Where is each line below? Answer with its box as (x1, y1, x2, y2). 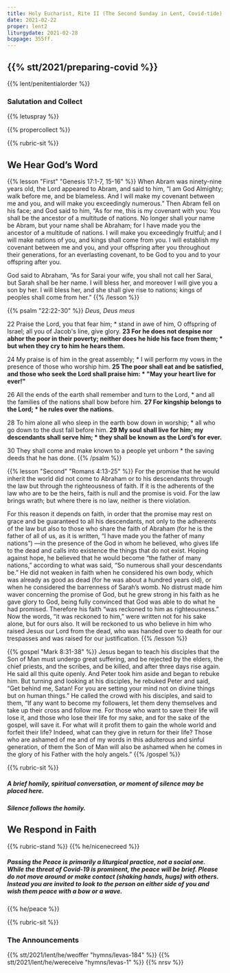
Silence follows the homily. (7, 804, 86, 812)
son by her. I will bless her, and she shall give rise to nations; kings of (7, 286, 203, 294)
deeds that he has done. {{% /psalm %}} (7, 454, 122, 462)
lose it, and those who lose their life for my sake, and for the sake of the (7, 714, 210, 722)
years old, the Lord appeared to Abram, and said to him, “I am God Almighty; (7, 185, 224, 193)
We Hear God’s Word (7, 159, 98, 171)
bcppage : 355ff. (7, 36, 54, 43)
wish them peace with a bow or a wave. (7, 887, 123, 896)
